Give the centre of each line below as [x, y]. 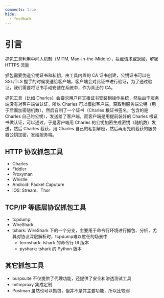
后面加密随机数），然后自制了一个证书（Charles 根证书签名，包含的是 [79, 110]
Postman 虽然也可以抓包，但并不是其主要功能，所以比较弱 [71, 290]
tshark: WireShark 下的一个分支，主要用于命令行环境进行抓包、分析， [82, 230]
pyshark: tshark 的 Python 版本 [50, 249]
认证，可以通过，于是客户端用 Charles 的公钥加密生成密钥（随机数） [82, 122]
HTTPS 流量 [17, 65]
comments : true [21, 10]
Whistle [20, 180]
